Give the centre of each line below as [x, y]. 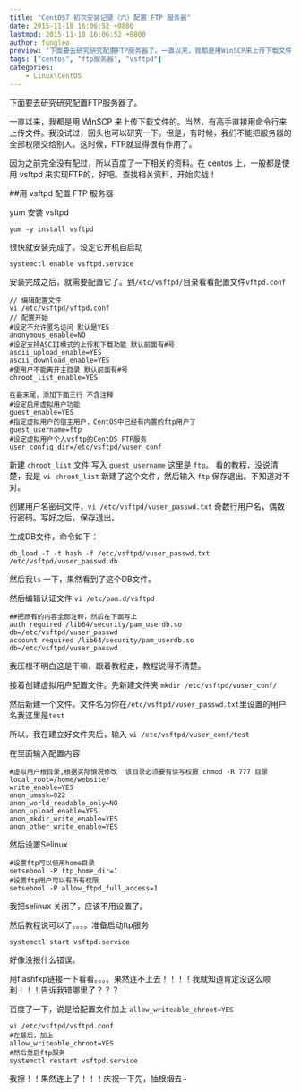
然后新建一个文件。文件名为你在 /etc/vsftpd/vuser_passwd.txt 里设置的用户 [148, 703]
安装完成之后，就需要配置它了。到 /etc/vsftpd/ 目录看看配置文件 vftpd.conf [148, 281]
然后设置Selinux [39, 844]
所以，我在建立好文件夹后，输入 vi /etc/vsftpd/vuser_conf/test [129, 734]
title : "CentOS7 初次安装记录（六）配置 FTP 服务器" [100, 17]
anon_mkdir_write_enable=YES [64, 819]
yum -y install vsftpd [52, 229]
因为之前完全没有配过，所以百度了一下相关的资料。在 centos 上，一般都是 [146, 163]
